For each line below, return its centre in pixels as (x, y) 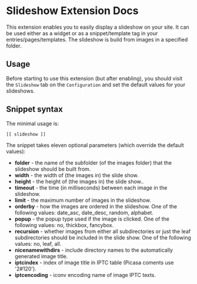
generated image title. (41, 256)
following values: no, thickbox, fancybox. (64, 225)
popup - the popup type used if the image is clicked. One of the (92, 219)
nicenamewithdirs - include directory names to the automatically (94, 250)
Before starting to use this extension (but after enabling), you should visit (94, 78)
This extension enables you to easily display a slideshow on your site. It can (98, 27)
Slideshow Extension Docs (72, 11)
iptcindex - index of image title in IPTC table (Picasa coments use (94, 262)
